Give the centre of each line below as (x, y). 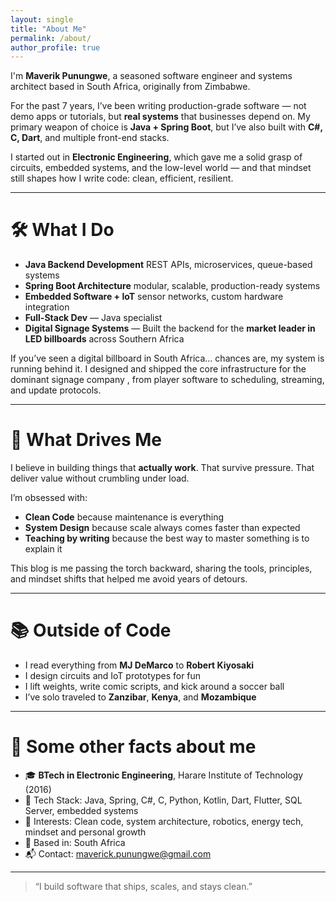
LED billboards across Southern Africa (104, 339)
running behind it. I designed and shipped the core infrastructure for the (158, 369)
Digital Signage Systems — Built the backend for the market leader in (170, 328)
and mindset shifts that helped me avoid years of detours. (129, 579)
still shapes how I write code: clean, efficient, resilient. (122, 178)
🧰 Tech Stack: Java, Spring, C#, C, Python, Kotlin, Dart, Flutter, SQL (163, 800)
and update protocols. (56, 390)
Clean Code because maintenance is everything (124, 517)
